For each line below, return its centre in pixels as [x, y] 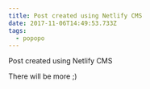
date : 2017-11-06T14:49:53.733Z [62, 23]
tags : [17, 30]
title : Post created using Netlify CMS [75, 16]
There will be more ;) [43, 76]
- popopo [30, 38]
